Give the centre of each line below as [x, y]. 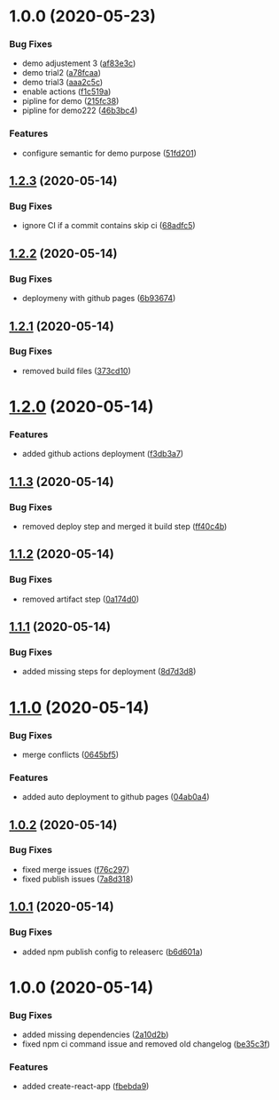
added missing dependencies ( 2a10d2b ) [95, 1035]
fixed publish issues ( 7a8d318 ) [77, 879]
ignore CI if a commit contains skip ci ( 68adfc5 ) [109, 226]
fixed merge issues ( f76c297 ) [76, 869]
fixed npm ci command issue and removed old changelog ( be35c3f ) [146, 1044]
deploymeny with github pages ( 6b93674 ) [99, 299]
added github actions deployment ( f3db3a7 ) [103, 454]
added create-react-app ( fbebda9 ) [85, 1087]
